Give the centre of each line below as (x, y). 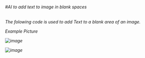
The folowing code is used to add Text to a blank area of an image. (73, 22)
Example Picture (21, 31)
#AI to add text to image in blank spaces (46, 7)
